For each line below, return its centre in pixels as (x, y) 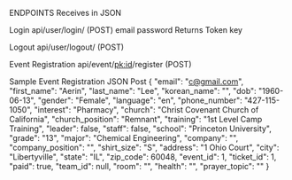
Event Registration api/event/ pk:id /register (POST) (100, 64)
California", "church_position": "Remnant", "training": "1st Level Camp (136, 119)
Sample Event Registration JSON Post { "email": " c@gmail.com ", (127, 82)
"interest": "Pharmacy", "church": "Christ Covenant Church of (146, 110)
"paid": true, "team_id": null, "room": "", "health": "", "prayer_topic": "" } (139, 166)
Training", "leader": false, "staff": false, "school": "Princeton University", (141, 129)
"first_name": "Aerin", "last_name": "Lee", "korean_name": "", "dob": (133, 91)
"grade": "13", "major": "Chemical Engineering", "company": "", (124, 138)
